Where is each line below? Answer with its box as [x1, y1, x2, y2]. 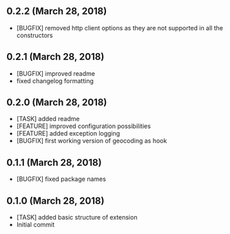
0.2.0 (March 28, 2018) [6, 96, 107, 109]
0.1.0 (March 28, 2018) [6, 195, 105, 206]
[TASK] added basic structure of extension [16, 213, 138, 222]
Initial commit [16, 220, 55, 229]
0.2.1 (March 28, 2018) [6, 51, 105, 63]
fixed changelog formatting [16, 76, 94, 85]
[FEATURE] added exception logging [16, 129, 121, 138]
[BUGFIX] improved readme [16, 69, 96, 78]
